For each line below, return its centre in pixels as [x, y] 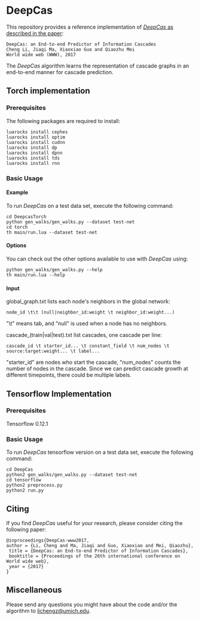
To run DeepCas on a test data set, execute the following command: [90, 205]
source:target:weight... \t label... [53, 351]
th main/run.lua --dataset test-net [52, 232]
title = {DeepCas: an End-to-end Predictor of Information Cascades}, [98, 551]
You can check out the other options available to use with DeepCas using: [97, 259]
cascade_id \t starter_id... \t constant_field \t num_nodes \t [88, 346]
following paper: [26, 529]
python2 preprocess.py [34, 485]
